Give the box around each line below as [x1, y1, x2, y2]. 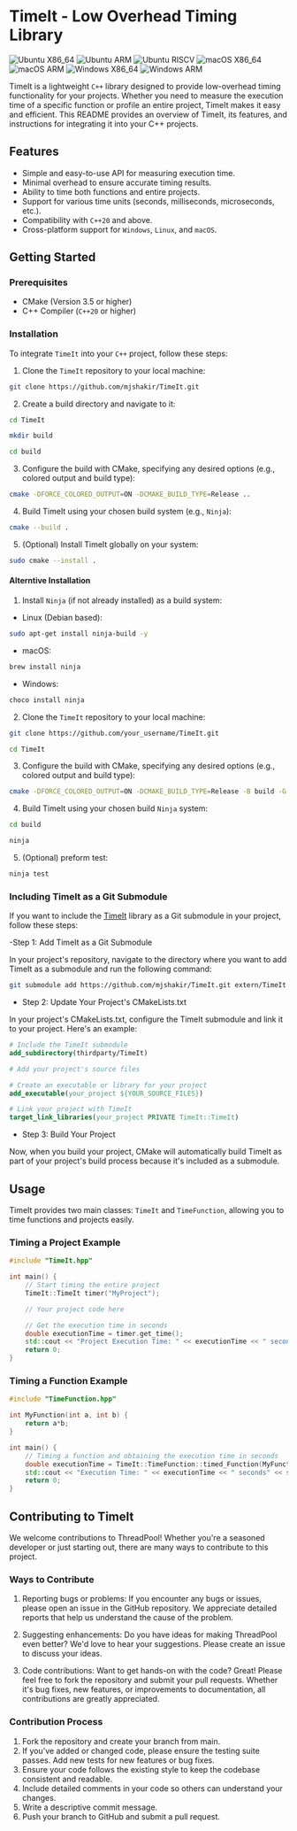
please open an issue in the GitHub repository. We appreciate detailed [21, 1603, 277, 1613]
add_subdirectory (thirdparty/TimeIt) [9, 1048, 148, 1057]
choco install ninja [9, 695, 86, 705]
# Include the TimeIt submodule [9, 1040, 128, 1050]
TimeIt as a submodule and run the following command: [9, 963, 212, 975]
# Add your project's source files [9, 1064, 141, 1073]
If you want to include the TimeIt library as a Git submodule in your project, [9, 910, 281, 922]
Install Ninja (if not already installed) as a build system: [21, 595, 223, 606]
